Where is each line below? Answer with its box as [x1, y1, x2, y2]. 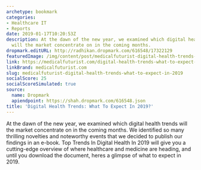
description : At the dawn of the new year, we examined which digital [6, 37, 186, 42]
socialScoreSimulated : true [6, 81, 77, 87]
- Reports [6, 25, 31, 32]
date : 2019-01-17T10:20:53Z [6, 31, 77, 37]
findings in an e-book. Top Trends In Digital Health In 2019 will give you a [6, 139, 186, 146]
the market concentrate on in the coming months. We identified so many [6, 126, 184, 133]
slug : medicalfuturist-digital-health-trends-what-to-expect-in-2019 [6, 70, 184, 76]
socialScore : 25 [6, 75, 47, 81]
